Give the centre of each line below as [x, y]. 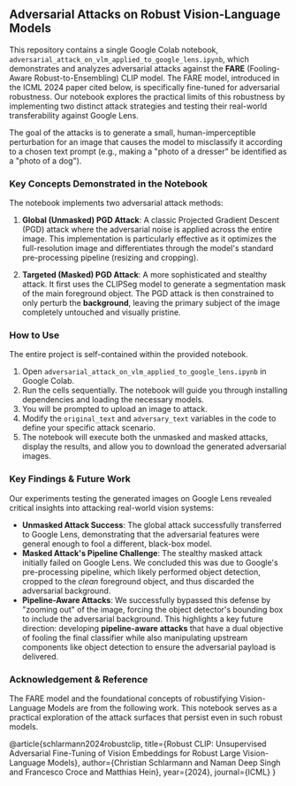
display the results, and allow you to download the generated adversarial [154, 446]
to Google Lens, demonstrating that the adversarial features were [140, 534]
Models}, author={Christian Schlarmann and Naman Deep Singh [164, 763]
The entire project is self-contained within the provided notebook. [129, 355]
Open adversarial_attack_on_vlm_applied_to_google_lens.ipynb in [144, 371]
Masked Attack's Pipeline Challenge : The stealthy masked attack [142, 553]
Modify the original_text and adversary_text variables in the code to [149, 418]
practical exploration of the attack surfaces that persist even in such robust [146, 717]
